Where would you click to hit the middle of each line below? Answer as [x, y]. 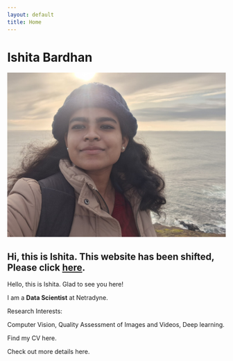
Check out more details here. [49, 352]
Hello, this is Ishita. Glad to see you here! [65, 284]
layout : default [31, 15]
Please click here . [46, 267]
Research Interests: [35, 311]
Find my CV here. [32, 338]
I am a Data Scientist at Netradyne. [58, 298]
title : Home [24, 22]
